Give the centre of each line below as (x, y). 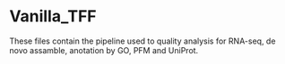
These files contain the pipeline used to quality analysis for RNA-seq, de (142, 41)
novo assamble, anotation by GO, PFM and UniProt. (104, 50)
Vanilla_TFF (53, 16)
